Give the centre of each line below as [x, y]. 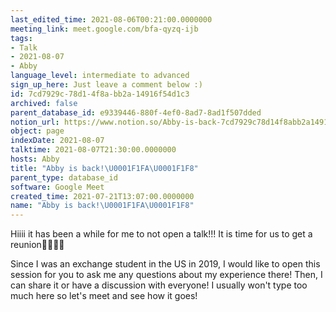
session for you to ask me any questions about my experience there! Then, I [166, 275]
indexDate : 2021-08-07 [57, 141]
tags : [21, 38]
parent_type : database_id [64, 177]
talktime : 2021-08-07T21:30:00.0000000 [93, 150]
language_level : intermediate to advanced [100, 76]
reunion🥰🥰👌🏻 [37, 245]
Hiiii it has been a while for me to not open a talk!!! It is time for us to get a [161, 234]
